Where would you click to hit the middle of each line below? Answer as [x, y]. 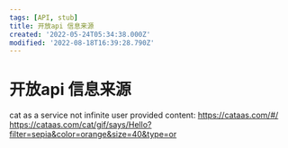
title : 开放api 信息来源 [52, 26]
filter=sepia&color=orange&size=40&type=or [93, 135]
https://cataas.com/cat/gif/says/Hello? [81, 125]
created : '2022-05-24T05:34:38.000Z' [80, 34]
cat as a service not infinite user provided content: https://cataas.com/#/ [144, 115]
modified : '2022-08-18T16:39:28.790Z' [82, 43]
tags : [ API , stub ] [44, 17]
